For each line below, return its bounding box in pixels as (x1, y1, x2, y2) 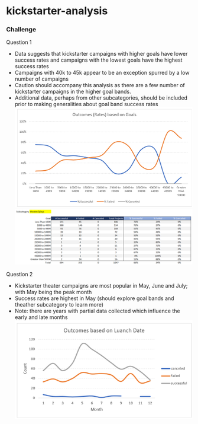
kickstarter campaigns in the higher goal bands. (14, 88, 131, 95)
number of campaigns (14, 75, 69, 82)
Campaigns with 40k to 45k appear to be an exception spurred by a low (14, 69, 190, 76)
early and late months (14, 314, 68, 321)
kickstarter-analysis (6, 4, 108, 18)
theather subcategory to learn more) (14, 301, 103, 308)
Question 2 (6, 271, 33, 278)
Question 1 (6, 39, 32, 46)
